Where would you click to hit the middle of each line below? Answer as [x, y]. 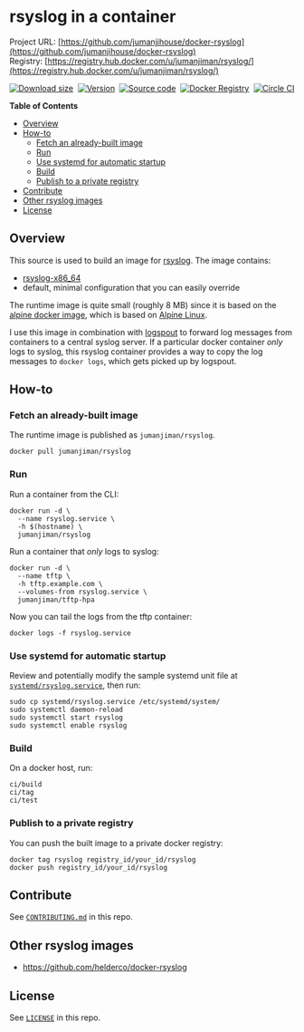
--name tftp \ [44, 576]
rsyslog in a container [93, 17]
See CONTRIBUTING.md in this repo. [71, 917]
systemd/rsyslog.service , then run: [75, 685]
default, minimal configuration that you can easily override [131, 287]
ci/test [24, 801]
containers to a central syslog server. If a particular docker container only [146, 342]
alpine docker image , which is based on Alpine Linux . [109, 314]
